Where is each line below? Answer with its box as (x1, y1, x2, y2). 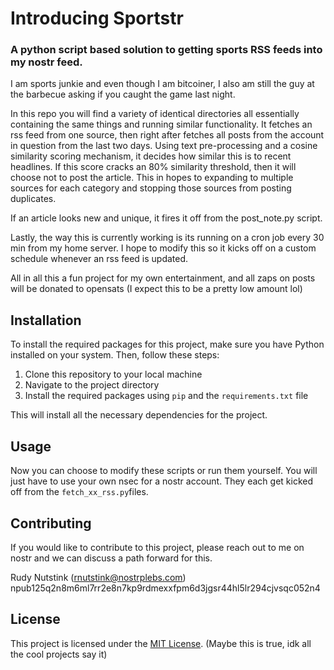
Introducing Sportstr (10, 7, 184, 30)
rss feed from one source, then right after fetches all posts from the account (10, 129, 325, 141)
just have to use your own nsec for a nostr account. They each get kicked (10, 475, 313, 487)
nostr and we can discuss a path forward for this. (10, 552, 213, 564)
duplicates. (10, 193, 57, 205)
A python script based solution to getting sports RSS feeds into (10, 43, 323, 57)
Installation (10, 312, 82, 329)
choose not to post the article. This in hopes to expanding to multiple (10, 172, 294, 184)
